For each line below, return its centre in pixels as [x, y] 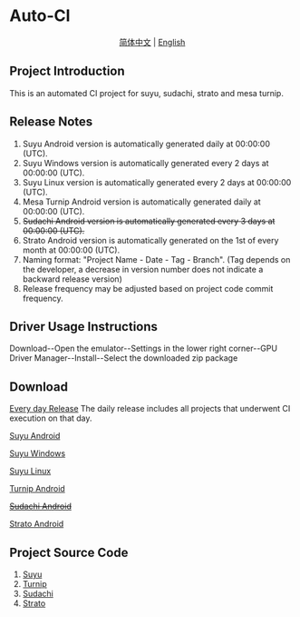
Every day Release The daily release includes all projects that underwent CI [150, 409]
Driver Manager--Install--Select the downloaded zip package [124, 358]
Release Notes [51, 122]
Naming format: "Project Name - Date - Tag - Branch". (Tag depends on [156, 259]
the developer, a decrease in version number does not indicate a [143, 269]
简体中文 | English [152, 42]
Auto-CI [40, 16]
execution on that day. [51, 418]
